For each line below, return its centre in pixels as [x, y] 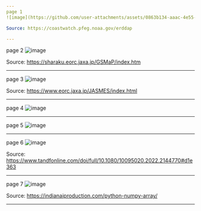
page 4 [15, 108]
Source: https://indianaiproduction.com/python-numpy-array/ [82, 196]
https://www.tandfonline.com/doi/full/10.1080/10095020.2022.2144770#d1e [100, 161]
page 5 [15, 125]
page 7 [15, 184]
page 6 [15, 143]
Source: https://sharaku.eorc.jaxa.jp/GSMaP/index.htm [74, 62]
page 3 [15, 79]
